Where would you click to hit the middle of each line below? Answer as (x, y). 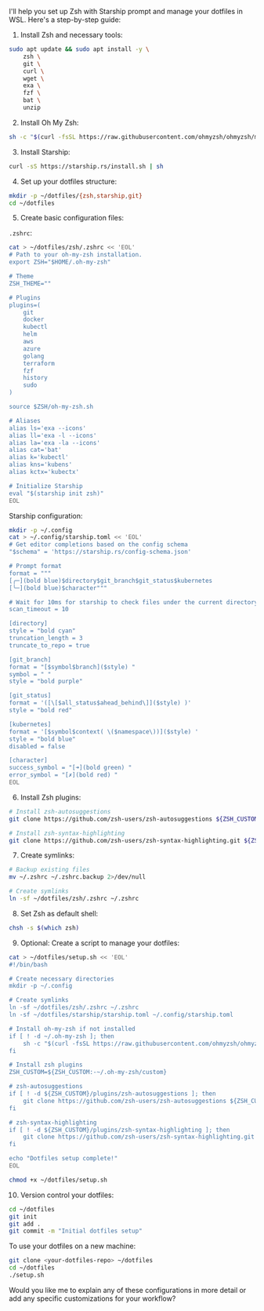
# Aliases (25, 421)
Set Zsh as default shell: (59, 913)
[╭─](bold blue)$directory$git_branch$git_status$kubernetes (111, 581)
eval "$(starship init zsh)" (56, 493)
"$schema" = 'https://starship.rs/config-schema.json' (100, 552)
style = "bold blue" (43, 739)
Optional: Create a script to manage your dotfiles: (99, 943)
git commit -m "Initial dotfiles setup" (76, 1231)
